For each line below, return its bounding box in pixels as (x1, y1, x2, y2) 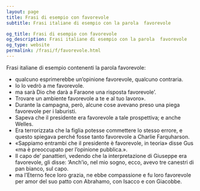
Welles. (14, 120, 34, 127)
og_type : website (6, 42, 50, 48)
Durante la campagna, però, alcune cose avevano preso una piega (14, 101, 180, 108)
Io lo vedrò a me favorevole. (14, 82, 84, 89)
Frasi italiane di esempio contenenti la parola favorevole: (6, 64, 146, 71)
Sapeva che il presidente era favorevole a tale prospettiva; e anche (14, 114, 181, 121)
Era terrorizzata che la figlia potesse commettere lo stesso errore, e (14, 127, 183, 134)
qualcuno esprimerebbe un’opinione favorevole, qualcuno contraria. (14, 76, 184, 83)
